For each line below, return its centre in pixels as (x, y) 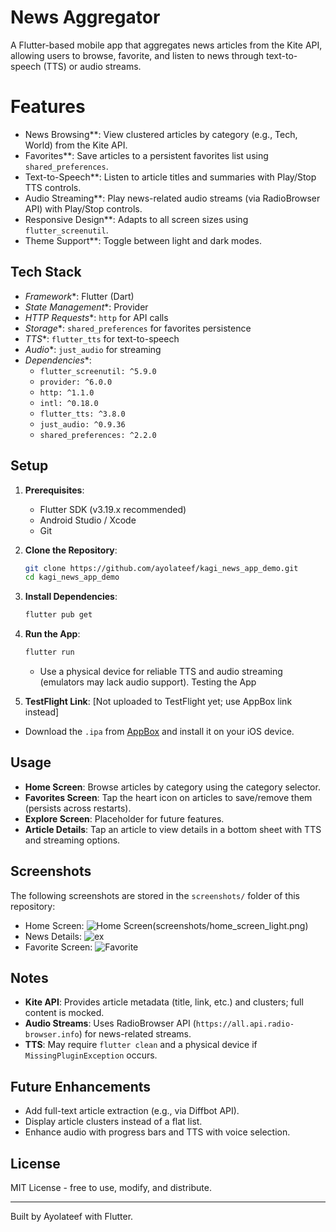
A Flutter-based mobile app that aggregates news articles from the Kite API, (166, 45)
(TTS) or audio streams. (92, 66)
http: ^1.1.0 (67, 392)
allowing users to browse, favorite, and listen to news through (137, 55)
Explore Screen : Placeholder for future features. (124, 818)
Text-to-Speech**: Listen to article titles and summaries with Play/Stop (170, 177)
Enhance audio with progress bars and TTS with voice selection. (157, 1132)
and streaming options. (72, 840)
